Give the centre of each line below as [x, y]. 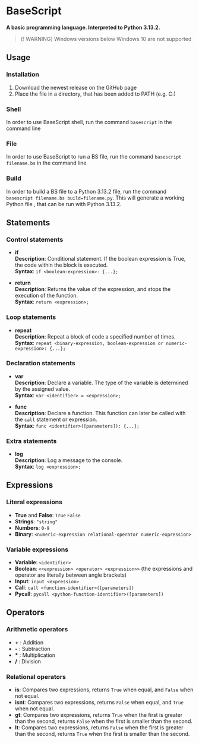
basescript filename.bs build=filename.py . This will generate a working [95, 198]
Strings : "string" [36, 521]
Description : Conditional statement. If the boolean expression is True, [100, 259]
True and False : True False [48, 515]
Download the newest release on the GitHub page [76, 87]
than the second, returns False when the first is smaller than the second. [104, 721]
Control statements [35, 239]
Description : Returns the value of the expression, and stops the [93, 289]
